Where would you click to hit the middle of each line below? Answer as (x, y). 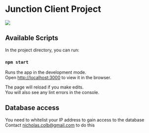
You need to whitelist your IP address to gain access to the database (75, 120)
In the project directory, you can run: (42, 50)
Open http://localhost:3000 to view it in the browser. (58, 78)
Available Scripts (32, 38)
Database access (32, 108)
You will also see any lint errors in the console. (52, 92)
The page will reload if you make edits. (44, 87)
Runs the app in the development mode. (46, 72)
